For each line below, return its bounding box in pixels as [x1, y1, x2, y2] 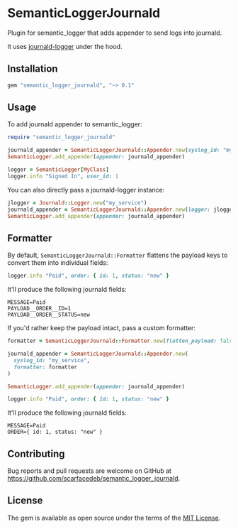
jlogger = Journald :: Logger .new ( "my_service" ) [7, 199, 147, 207]
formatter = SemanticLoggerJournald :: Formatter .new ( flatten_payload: [7, 337, 217, 345]
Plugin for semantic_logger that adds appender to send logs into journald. [7, 28, 222, 37]
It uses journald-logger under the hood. [7, 42, 123, 50]
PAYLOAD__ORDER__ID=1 [7, 305, 72, 312]
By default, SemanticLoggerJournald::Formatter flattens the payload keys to [7, 251, 228, 260]
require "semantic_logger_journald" [7, 133, 115, 141]
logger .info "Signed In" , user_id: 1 [7, 173, 119, 180]
